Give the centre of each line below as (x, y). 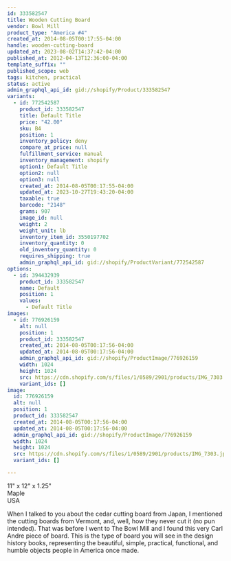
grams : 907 (35, 211)
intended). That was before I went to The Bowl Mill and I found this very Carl (115, 528)
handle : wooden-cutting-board (51, 45)
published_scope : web (38, 71)
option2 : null (40, 173)
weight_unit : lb (43, 231)
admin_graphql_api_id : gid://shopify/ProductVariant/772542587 (112, 262)
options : (20, 268)
